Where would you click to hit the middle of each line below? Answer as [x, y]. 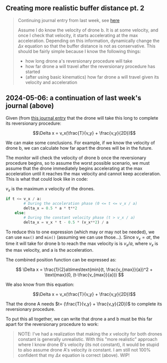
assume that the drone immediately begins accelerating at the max [74, 168]
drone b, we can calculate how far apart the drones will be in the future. [79, 148]
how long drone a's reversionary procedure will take [79, 61]
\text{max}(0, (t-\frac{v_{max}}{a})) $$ [84, 275]
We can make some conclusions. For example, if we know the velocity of [80, 143]
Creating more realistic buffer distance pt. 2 [75, 8]
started [33, 72]
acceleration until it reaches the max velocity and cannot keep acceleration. [83, 173]
